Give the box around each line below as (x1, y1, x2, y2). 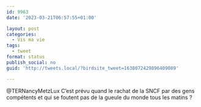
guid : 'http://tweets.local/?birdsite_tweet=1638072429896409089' (6, 65, 179, 71)
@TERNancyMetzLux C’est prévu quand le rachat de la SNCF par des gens (6, 87, 195, 94)
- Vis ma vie (12, 37, 45, 43)
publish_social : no (6, 59, 56, 66)
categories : (6, 31, 37, 37)
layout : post (6, 26, 40, 32)
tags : (6, 43, 20, 49)
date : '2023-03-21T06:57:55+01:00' (6, 15, 97, 21)
